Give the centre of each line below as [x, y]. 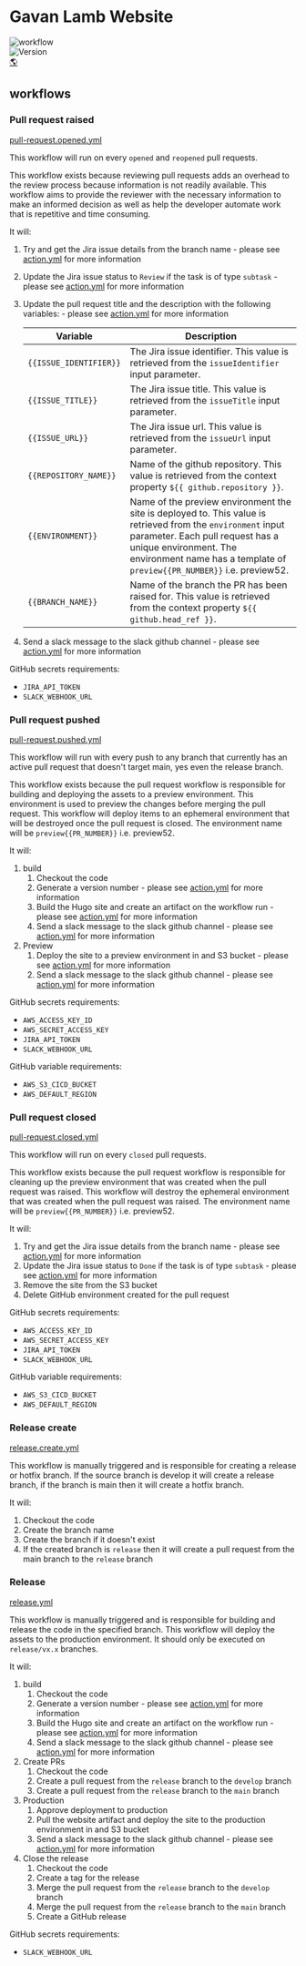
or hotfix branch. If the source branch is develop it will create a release [142, 1475]
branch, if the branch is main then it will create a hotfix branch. [127, 1485]
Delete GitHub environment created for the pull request [126, 1295]
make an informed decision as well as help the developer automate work [145, 204]
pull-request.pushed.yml [56, 739]
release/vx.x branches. [54, 1649]
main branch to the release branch [87, 1559]
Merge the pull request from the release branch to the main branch [161, 1907]
